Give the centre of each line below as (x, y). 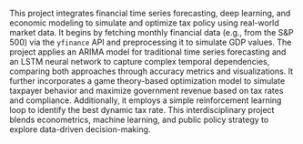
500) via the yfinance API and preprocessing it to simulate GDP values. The (151, 42)
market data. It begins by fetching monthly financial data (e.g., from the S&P (151, 32)
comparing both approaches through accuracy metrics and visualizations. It (151, 71)
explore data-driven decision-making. (80, 129)
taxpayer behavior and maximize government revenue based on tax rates (146, 91)
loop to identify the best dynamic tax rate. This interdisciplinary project (142, 110)
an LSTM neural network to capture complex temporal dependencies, (140, 62)
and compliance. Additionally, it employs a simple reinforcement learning (146, 100)
